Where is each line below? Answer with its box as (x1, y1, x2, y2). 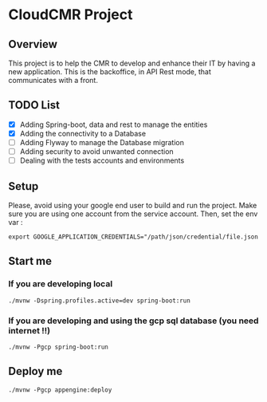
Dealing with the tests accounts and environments (19, 156, 185, 165)
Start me (8, 254, 53, 268)
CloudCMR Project (8, 6, 133, 24)
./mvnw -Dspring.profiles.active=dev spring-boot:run (8, 297, 191, 305)
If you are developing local (8, 278, 113, 290)
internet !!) (8, 325, 50, 336)
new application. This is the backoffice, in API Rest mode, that (8, 67, 211, 77)
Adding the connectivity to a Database (19, 128, 146, 138)
